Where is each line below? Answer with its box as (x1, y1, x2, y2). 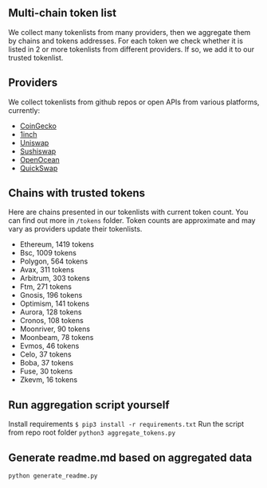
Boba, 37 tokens (19, 358, 74, 368)
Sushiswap (19, 146, 57, 156)
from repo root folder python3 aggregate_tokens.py (8, 427, 176, 437)
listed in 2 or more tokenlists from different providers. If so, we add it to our (8, 44, 255, 54)
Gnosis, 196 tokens (19, 291, 83, 300)
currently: (8, 105, 41, 115)
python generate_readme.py (8, 472, 98, 480)
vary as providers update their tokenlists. (8, 224, 143, 234)
